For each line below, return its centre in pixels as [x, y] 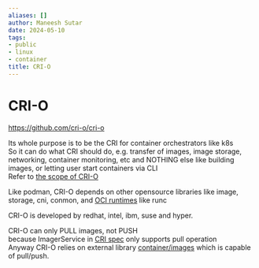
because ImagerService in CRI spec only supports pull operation [113, 239]
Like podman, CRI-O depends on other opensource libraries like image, [123, 192]
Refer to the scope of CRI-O [53, 176]
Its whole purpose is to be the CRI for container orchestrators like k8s [121, 143]
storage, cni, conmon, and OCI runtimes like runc [88, 200]
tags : [17, 37]
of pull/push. [29, 255]
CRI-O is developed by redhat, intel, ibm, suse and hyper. [101, 215]
